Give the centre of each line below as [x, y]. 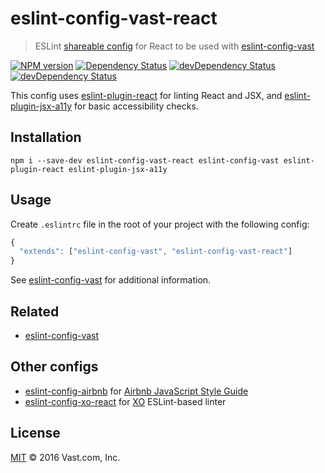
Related [35, 311]
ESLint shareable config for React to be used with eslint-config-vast [174, 46]
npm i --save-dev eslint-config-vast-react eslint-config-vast [145, 160]
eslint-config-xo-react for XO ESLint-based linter [125, 401]
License [35, 433]
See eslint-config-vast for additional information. [111, 280]
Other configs [54, 367]
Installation [46, 137]
